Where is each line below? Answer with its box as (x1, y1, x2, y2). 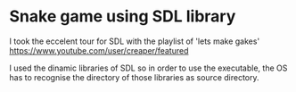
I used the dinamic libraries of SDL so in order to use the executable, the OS (9, 63, 288, 73)
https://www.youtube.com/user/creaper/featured (9, 45, 189, 55)
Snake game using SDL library (9, 6, 236, 27)
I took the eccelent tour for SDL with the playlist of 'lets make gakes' (9, 36, 260, 46)
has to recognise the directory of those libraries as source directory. (9, 71, 260, 82)
